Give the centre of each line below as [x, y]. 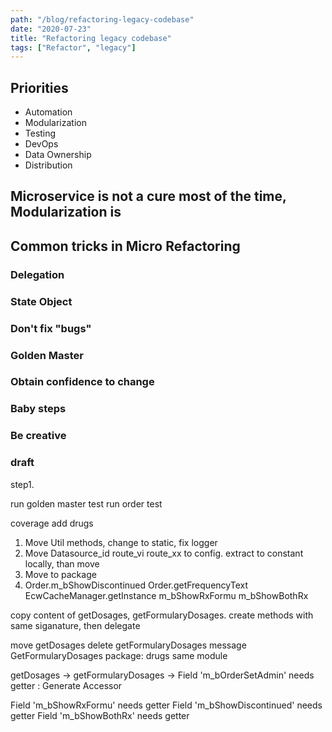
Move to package [60, 574]
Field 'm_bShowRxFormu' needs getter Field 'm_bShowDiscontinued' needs [166, 705]
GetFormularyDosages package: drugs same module [119, 655]
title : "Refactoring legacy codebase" [91, 38]
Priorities [39, 87]
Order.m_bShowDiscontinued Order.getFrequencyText [136, 585]
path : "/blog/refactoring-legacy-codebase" [102, 19]
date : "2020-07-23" [51, 29]
